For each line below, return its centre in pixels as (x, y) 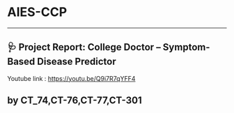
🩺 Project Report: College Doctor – (84, 47)
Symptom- (186, 47)
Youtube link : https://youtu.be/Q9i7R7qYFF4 (71, 78)
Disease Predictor (77, 62)
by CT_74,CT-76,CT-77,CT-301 (75, 101)
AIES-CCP (37, 12)
